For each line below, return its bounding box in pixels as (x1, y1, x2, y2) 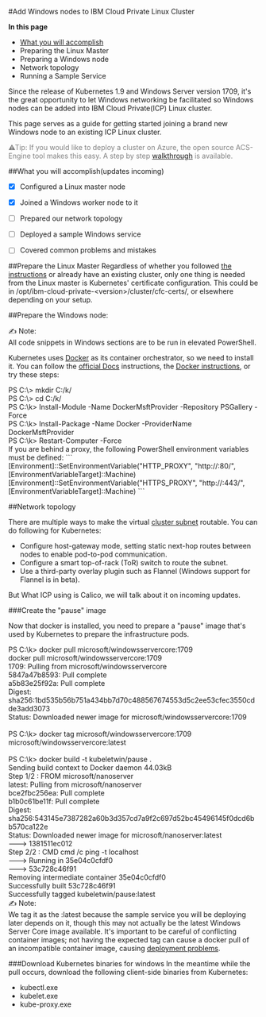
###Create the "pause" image (8, 606, 106, 615)
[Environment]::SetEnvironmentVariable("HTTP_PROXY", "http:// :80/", (8, 461, 237, 471)
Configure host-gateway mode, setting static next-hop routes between (19, 541, 252, 551)
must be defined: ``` (8, 453, 73, 463)
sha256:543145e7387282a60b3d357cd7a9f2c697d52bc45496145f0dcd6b (8, 814, 255, 823)
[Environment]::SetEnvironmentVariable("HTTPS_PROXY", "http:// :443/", (8, 478, 245, 487)
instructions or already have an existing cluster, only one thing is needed (8, 270, 245, 279)
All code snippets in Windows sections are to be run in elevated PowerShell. (8, 337, 256, 348)
